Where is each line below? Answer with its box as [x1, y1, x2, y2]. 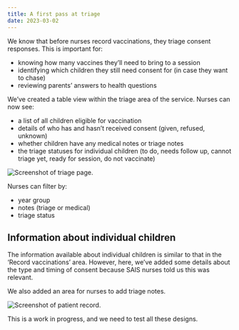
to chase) [17, 73, 46, 82]
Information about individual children [7, 231, 176, 244]
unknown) [17, 131, 48, 140]
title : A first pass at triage [7, 10, 101, 18]
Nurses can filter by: [7, 181, 68, 190]
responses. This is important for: [7, 44, 103, 53]
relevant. [7, 273, 34, 282]
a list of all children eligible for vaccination [17, 116, 142, 125]
